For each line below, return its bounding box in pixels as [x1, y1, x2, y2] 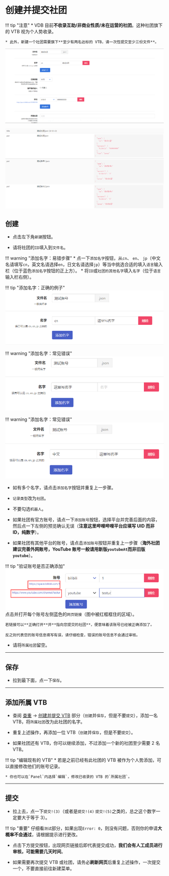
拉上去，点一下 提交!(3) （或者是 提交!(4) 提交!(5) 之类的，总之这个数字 [12, 808, 156, 814]
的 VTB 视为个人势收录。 [5, 28, 56, 34]
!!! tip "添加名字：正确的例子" [5, 285, 65, 291]
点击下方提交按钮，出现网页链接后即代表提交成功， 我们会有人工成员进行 [12, 842, 162, 848]
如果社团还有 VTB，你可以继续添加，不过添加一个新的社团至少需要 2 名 [12, 740, 160, 746]
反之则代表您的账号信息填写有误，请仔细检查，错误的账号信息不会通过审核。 [5, 633, 140, 638]
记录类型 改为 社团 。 [12, 495, 49, 501]
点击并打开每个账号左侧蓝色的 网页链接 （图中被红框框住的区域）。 [5, 611, 137, 618]
